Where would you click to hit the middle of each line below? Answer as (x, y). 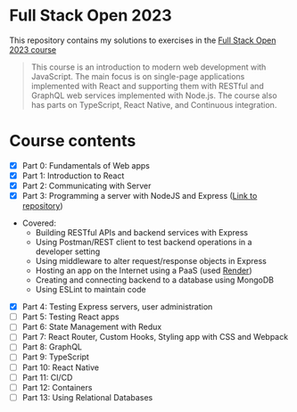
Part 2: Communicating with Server (87, 185)
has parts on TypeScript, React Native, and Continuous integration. (154, 104)
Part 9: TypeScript (55, 357)
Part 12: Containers (57, 387)
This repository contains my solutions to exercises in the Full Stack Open (143, 40)
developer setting (68, 251)
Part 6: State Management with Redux (92, 327)
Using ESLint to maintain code (91, 290)
